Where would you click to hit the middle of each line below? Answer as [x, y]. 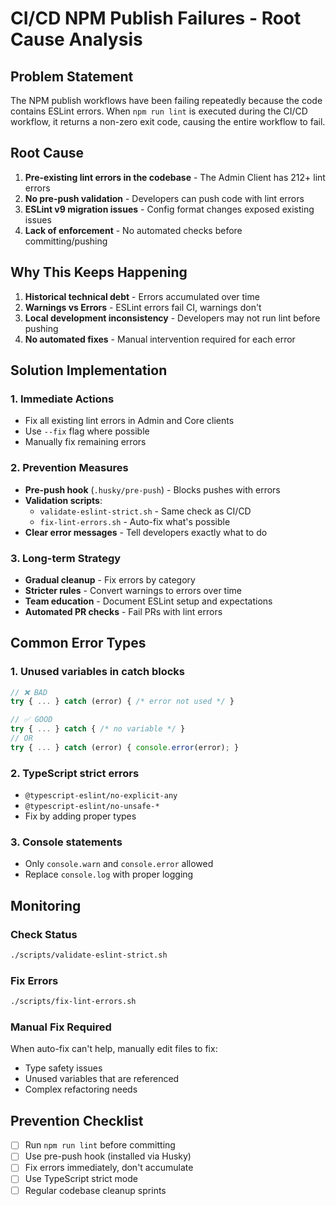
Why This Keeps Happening [99, 272]
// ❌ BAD [29, 692]
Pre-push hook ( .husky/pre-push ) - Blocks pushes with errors [152, 489]
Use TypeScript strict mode [81, 1179]
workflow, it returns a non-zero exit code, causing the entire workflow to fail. [168, 121]
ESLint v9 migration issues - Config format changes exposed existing [169, 209]
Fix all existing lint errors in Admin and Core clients [129, 421]
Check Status [44, 934]
